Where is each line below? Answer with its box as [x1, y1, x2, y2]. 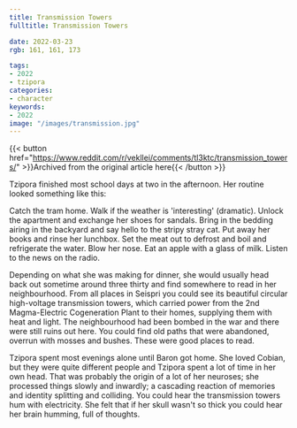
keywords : [9, 103, 46, 111]
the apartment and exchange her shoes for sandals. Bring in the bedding [9, 215, 274, 225]
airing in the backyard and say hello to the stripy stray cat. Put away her [9, 225, 270, 235]
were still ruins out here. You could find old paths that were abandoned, [9, 326, 270, 337]
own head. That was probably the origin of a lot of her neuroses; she [9, 371, 259, 382]
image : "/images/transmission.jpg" [9, 118, 141, 128]
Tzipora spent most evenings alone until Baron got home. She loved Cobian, [9, 353, 286, 363]
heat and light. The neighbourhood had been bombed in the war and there [9, 317, 280, 327]
